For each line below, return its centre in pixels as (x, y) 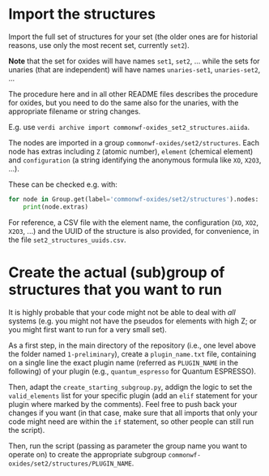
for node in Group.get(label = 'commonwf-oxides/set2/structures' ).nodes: (134, 199)
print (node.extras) (56, 207)
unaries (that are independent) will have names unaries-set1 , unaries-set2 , (134, 69)
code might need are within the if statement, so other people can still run (131, 421)
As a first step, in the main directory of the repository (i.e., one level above (132, 345)
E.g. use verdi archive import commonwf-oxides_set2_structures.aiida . (129, 127)
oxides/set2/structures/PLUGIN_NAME (70, 464)
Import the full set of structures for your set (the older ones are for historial (133, 37)
